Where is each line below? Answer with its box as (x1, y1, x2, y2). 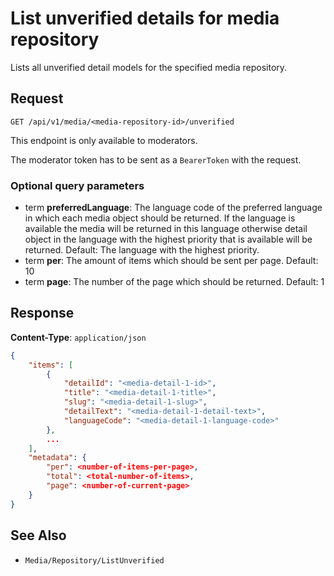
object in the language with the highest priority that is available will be (24, 233, 313, 246)
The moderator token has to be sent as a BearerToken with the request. (10, 153, 302, 166)
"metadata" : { (28, 453, 87, 463)
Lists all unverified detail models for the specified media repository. (10, 61, 288, 73)
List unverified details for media (10, 7, 280, 30)
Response (10, 305, 75, 322)
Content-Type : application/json (10, 331, 147, 343)
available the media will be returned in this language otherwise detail (24, 223, 308, 235)
